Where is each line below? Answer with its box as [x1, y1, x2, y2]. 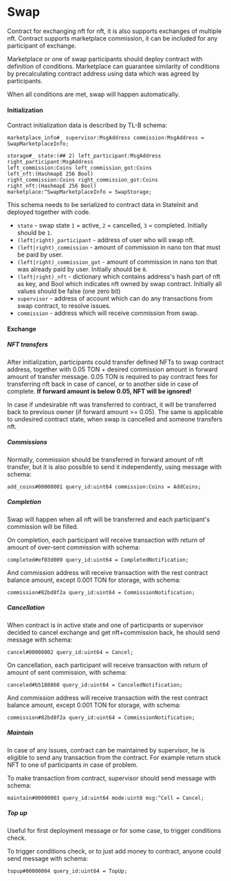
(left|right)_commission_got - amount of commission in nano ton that [16, 258, 218, 266]
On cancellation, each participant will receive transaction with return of [7, 661, 208, 669]
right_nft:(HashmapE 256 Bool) [7, 183, 97, 190]
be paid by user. [16, 250, 63, 259]
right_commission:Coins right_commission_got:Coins [7, 177, 158, 184]
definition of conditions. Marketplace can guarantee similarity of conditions [7, 62, 220, 70]
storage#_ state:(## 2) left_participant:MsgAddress [7, 153, 162, 160]
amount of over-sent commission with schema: [7, 543, 141, 551]
